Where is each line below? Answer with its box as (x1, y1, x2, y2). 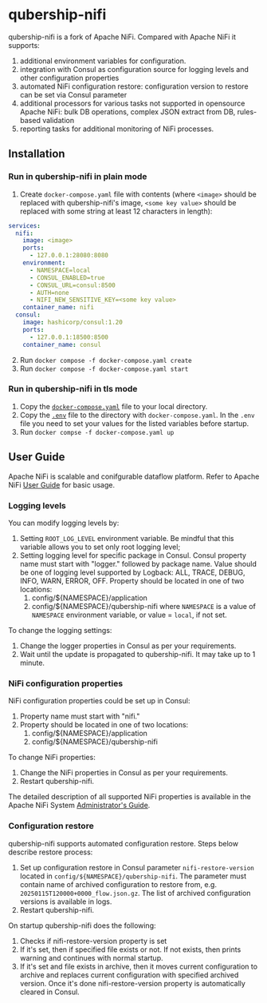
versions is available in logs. (19, 897, 112, 906)
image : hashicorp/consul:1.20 (22, 318, 124, 326)
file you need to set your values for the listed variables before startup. (19, 418, 249, 428)
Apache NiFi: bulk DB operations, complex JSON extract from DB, (19, 106, 236, 117)
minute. (19, 658, 45, 667)
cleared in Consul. (19, 987, 80, 997)
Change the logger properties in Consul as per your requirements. (19, 641, 237, 651)
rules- (237, 106, 257, 117)
